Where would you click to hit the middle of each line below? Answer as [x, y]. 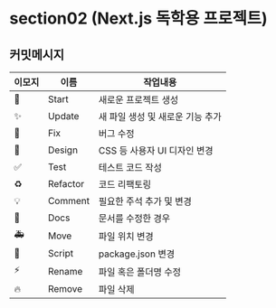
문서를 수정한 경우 [134, 218]
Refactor [67, 184]
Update [64, 116]
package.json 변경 [136, 254]
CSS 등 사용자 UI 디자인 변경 [156, 150]
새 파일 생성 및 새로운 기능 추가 [160, 117]
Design [63, 150]
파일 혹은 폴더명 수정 [139, 272]
